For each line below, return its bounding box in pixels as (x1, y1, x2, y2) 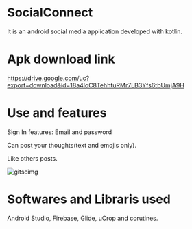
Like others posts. (7, 154, 58, 162)
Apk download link (7, 51, 115, 67)
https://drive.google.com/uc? (7, 74, 90, 82)
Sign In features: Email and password (7, 128, 112, 136)
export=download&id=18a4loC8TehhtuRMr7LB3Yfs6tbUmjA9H (7, 81, 185, 90)
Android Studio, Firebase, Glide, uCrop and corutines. (7, 214, 158, 222)
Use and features (7, 105, 107, 121)
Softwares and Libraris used (7, 191, 171, 206)
